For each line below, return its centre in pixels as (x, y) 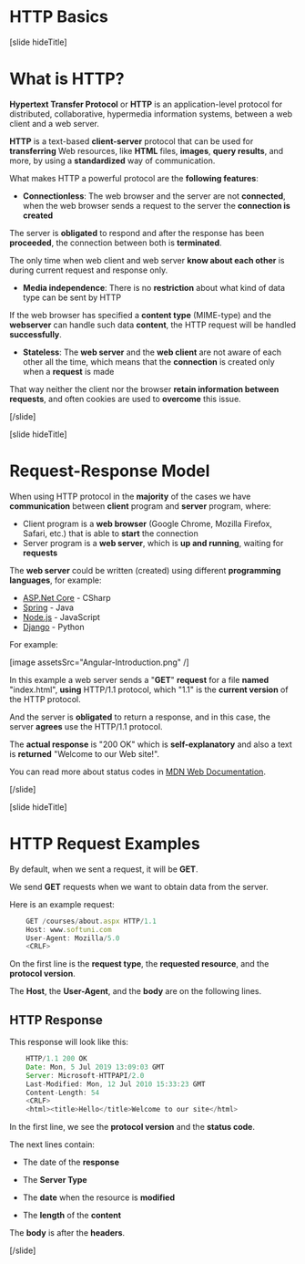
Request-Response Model (110, 471)
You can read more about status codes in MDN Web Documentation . (138, 772)
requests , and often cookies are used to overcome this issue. (125, 399)
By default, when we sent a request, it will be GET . (104, 869)
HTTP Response (56, 1020)
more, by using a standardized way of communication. (112, 161)
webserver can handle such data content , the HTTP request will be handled (153, 325)
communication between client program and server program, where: (140, 506)
